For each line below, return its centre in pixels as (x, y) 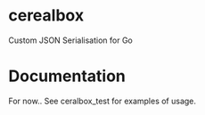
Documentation (67, 76)
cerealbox (46, 16)
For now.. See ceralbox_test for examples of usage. (102, 101)
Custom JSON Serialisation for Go (70, 40)
